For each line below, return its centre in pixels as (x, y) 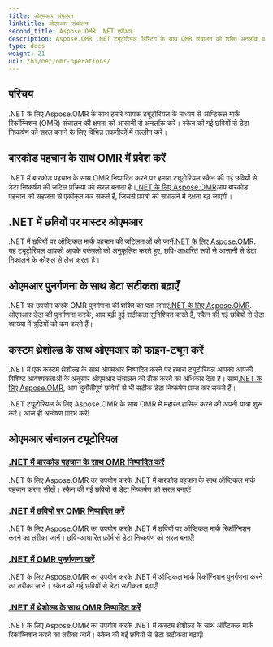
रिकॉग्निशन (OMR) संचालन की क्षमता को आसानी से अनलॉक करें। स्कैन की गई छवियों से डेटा (129, 123)
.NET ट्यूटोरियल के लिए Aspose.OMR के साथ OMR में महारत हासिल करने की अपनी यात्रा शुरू (136, 404)
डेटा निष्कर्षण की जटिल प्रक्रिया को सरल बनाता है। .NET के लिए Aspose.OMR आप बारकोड (128, 187)
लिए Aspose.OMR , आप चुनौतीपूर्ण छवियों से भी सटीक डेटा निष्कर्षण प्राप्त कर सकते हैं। (122, 388)
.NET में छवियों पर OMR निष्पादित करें (67, 510)
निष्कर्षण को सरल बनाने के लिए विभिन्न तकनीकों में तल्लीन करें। (88, 132)
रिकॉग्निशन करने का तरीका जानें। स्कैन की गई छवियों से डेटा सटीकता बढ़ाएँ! (106, 634)
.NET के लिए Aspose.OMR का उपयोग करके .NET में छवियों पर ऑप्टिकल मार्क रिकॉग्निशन (130, 528)
